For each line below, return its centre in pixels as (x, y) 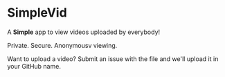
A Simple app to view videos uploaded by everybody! (84, 32)
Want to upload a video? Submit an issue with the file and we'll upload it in (113, 59)
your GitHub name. (34, 66)
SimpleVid (37, 13)
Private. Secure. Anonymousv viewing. (62, 45)
